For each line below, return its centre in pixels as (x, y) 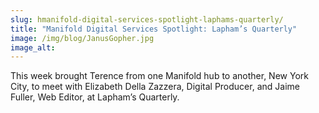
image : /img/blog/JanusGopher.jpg (82, 38)
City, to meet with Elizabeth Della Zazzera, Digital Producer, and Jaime (155, 87)
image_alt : (33, 47)
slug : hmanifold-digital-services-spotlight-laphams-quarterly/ (147, 19)
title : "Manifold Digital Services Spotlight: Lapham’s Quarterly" (154, 29)
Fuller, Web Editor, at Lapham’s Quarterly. (95, 97)
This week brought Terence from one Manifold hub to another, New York (159, 76)
